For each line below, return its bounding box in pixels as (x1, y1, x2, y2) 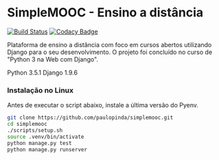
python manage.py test (7, 139, 72, 146)
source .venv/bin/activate (7, 133, 84, 140)
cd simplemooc (7, 121, 48, 128)
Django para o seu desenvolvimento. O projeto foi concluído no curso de (7, 48, 213, 56)
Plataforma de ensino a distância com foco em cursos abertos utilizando (7, 40, 212, 49)
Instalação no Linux (7, 85, 74, 95)
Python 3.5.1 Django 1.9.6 (7, 68, 78, 77)
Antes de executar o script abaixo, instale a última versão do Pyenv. (7, 101, 199, 109)
